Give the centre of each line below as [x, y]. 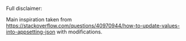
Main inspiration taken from [39, 19]
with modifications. [79, 32]
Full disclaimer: [24, 8]
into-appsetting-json [31, 32]
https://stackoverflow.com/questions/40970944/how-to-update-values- [93, 26]
